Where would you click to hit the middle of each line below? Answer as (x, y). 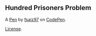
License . (14, 29)
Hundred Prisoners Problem (48, 8)
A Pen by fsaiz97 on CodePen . (36, 19)
